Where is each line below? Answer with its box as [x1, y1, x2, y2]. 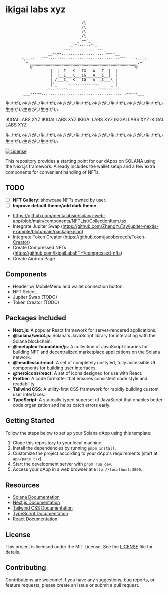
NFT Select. [12, 288, 37, 295]
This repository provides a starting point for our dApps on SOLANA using [5, 158, 156, 164]
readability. [12, 381, 36, 387]
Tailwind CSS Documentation [12, 505, 73, 511]
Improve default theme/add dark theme [12, 202, 97, 208]
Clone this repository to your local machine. [12, 440, 103, 446]
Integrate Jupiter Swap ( [12, 223, 63, 229]
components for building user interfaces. [12, 365, 97, 371]
